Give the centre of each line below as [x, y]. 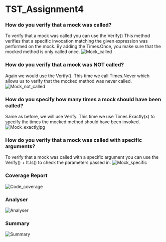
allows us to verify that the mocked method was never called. [68, 81]
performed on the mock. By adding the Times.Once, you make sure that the [83, 47]
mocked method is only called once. [43, 52]
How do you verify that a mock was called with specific [74, 140]
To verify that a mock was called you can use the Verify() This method [78, 36]
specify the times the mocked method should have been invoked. [73, 122]
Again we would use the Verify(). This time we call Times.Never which [77, 76]
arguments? [20, 146]
